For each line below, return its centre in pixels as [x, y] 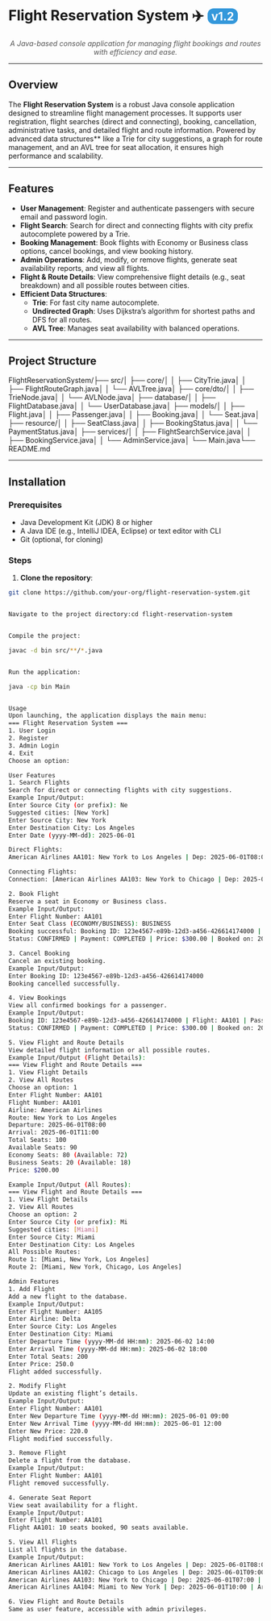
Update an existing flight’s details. [73, 1394]
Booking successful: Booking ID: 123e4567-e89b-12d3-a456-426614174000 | [135, 931]
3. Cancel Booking [39, 954]
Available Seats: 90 [43, 1148]
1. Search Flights [39, 783]
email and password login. [64, 217]
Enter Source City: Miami [52, 1237]
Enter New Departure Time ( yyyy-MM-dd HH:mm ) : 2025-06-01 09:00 [119, 1416]
